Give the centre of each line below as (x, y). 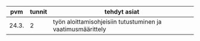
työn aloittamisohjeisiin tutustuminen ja (107, 22)
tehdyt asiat (122, 12)
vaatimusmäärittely (79, 29)
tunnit (38, 12)
